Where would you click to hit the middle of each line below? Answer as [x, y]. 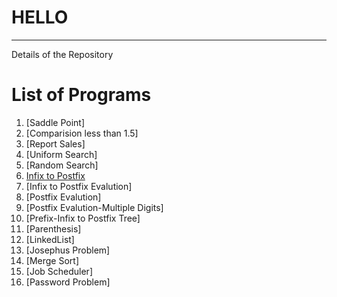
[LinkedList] [50, 239]
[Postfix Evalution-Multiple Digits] [94, 207]
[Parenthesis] [53, 228]
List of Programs [81, 95]
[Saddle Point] [55, 122]
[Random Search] [62, 165]
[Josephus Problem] [68, 250]
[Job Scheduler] [59, 271]
